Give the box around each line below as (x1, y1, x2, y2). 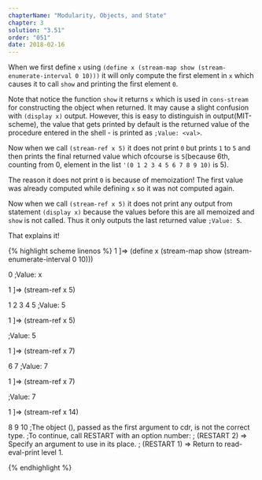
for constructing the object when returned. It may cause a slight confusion (8, 103, 249, 113)
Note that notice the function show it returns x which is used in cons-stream (8, 95, 249, 104)
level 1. (41, 448, 64, 457)
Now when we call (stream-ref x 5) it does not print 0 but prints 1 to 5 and (8, 143, 251, 153)
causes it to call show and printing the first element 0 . (8, 80, 179, 89)
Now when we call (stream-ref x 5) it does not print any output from (8, 199, 233, 209)
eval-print (8, 448, 40, 457)
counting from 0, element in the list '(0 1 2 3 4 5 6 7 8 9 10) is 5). (8, 160, 230, 169)
